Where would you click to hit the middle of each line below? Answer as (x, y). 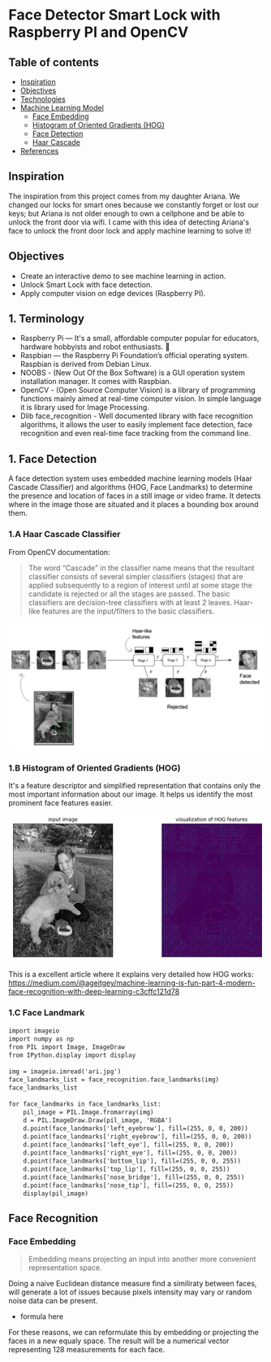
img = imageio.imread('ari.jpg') (65, 1072)
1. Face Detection (53, 458)
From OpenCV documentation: (60, 552)
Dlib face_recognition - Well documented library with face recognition (136, 416)
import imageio (34, 1031)
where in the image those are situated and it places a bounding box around (133, 504)
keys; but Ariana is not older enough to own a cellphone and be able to (127, 213)
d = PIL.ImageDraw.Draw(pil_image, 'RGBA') (98, 1120)
